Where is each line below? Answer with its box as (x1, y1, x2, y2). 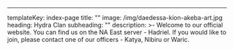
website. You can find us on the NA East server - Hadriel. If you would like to (7, 28, 226, 36)
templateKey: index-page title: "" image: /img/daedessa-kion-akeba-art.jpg (7, 14, 223, 21)
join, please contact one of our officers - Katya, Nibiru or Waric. (7, 36, 190, 43)
